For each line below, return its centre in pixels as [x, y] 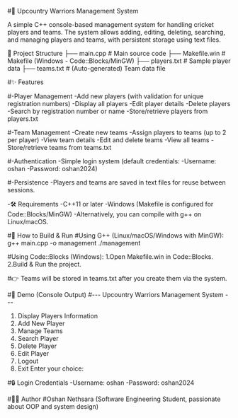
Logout [28, 361]
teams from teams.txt [80, 147]
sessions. [21, 190]
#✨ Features [25, 82]
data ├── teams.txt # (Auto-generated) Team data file [86, 68]
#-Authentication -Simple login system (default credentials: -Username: [112, 161]
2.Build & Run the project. [44, 264]
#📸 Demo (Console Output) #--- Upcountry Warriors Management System [116, 295]
